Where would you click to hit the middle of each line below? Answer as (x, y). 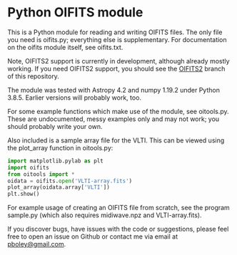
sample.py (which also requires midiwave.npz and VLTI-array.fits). (105, 215)
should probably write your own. (55, 126)
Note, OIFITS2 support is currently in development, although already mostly (118, 61)
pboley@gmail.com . (37, 244)
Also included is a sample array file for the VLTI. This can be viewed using (116, 140)
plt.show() (24, 194)
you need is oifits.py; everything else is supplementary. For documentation (117, 39)
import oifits (29, 167)
